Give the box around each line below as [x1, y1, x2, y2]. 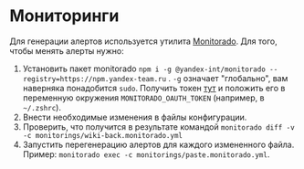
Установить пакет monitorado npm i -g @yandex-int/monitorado [22, 63, 267, 74]
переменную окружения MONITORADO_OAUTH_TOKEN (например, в [22, 92, 265, 103]
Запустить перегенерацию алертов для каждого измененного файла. [22, 139, 295, 150]
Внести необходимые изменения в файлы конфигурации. [22, 111, 247, 122]
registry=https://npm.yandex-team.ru [22, 74, 167, 83]
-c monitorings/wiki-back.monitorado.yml [22, 131, 183, 140]
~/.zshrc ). [22, 101, 62, 112]
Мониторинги [9, 5, 120, 26]
